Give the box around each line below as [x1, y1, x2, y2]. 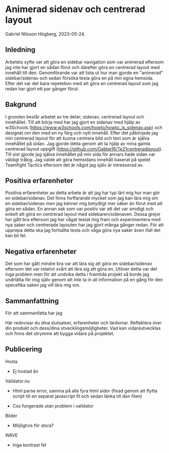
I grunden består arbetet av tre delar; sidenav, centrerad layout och [5, 113, 144, 119]
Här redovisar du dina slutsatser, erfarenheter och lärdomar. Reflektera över [5, 320, 162, 326]
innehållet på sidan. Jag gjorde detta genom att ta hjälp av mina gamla [5, 140, 151, 147]
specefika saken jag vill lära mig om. [5, 282, 80, 288]
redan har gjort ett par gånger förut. [5, 86, 79, 92]
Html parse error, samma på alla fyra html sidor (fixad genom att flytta [12, 387, 157, 394]
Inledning [5, 45, 36, 54]
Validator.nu [5, 378, 30, 384]
